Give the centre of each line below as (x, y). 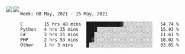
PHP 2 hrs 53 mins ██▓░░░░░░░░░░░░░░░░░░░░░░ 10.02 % (100, 40)
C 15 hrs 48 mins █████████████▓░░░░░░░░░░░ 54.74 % (100, 24)
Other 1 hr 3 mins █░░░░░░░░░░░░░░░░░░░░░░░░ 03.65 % (100, 45)
